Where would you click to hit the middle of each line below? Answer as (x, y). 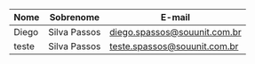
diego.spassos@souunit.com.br (175, 32)
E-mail (175, 17)
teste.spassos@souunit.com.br (174, 46)
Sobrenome (75, 17)
